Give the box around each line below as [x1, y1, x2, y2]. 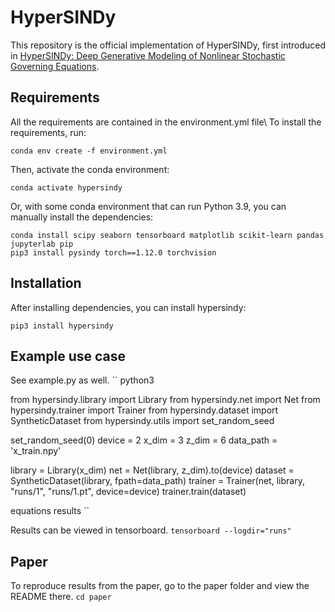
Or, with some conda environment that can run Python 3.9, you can [10, 200, 287, 212]
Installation [10, 275, 82, 292]
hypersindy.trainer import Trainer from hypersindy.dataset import [10, 404, 279, 416]
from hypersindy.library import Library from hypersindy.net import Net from [10, 394, 321, 406]
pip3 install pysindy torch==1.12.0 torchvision [10, 247, 217, 258]
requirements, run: [10, 126, 87, 138]
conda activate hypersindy [10, 182, 123, 193]
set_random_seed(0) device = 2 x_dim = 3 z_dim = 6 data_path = [10, 434, 278, 446]
